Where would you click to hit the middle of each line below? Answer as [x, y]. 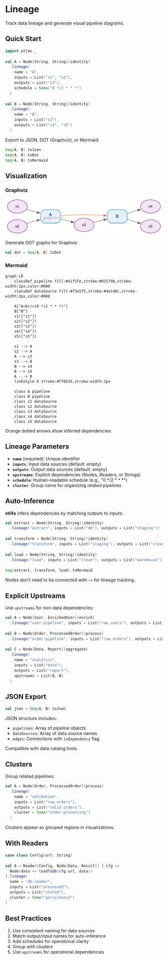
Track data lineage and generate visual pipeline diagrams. [65, 23]
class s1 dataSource [35, 401]
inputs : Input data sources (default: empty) [57, 464]
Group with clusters [33, 946]
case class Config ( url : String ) [39, 855]
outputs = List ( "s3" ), [38, 83]
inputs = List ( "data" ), [39, 665]
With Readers [27, 843]
